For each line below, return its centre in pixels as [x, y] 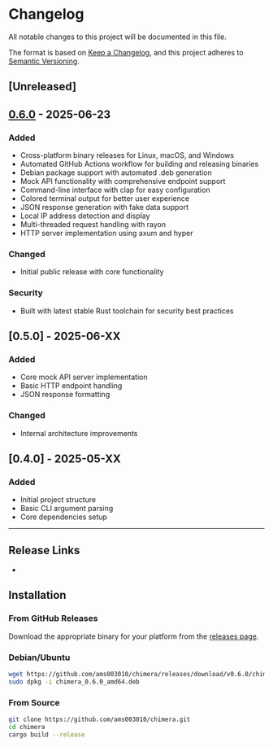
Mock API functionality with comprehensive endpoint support [123, 181]
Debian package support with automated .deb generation [116, 173]
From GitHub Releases [53, 618]
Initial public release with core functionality [92, 272]
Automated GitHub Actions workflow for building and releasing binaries [139, 164]
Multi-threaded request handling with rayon [93, 225]
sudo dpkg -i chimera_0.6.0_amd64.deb [74, 681]
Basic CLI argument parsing [67, 509]
